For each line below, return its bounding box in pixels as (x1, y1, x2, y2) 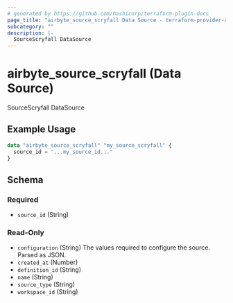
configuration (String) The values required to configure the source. (17, 243, 210, 252)
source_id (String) (17, 211, 69, 219)
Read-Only (7, 228, 45, 238)
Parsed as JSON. (17, 251, 67, 259)
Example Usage (7, 123, 76, 135)
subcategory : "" (7, 23, 54, 30)
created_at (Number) (17, 258, 78, 267)
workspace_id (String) (17, 288, 78, 296)
